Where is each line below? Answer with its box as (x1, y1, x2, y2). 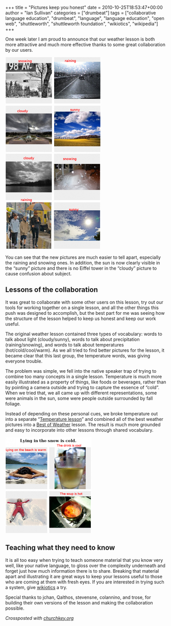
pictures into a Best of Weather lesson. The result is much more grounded (5, 421, 161, 428)
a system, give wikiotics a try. (5, 584, 67, 590)
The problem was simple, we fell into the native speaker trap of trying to (5, 368, 157, 374)
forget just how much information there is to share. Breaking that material (5, 568, 159, 574)
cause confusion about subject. (5, 271, 72, 276)
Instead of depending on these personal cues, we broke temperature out (5, 410, 158, 417)
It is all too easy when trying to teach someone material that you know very (5, 557, 163, 563)
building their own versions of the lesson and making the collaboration (5, 599, 153, 605)
